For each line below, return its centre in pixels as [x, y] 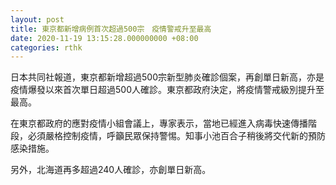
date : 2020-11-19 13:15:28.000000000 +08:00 [104, 38]
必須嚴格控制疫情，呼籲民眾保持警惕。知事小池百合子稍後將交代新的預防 [176, 136]
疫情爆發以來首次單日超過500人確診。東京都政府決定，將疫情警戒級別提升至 [167, 90]
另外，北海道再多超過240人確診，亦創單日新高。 [111, 170]
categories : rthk [46, 47]
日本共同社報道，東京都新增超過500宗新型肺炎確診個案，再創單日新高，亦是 [167, 77]
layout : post [37, 19]
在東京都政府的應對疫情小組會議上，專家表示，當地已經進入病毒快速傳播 [159, 123]
